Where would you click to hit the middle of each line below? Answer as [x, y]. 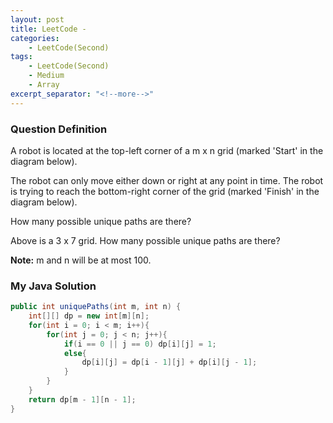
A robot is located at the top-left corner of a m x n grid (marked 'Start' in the [167, 150]
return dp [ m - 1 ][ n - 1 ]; [82, 399]
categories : [35, 38]
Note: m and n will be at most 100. [81, 260]
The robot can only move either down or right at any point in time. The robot [167, 180]
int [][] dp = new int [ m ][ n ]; [89, 316]
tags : [21, 57]
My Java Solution [53, 286]
